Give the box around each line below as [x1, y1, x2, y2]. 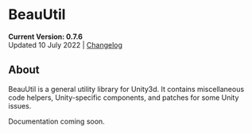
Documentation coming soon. [8, 117, 105, 126]
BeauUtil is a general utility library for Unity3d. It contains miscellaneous [8, 84, 245, 94]
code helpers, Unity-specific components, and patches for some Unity [8, 93, 239, 102]
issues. [8, 101, 32, 110]
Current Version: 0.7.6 [8, 32, 83, 41]
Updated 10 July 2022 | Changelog [8, 40, 123, 49]
